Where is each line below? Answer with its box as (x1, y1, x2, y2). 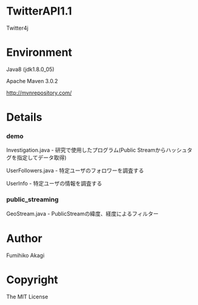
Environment (6, 45, 73, 59)
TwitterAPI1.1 (6, 4, 73, 18)
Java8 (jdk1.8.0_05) (6, 65, 54, 73)
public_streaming (6, 195, 59, 204)
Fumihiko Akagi (6, 252, 45, 259)
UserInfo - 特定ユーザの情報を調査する (6, 180, 102, 187)
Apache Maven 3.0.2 (6, 77, 58, 84)
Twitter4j (6, 24, 28, 32)
